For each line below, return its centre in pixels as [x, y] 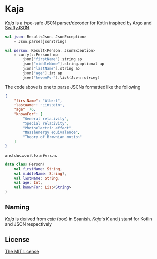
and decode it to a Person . [31, 155]
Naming [17, 207]
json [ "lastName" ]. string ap [51, 69]
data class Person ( [25, 165]
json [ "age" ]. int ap [43, 73]
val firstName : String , [38, 169]
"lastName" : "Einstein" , [39, 105]
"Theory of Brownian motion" [52, 137]
